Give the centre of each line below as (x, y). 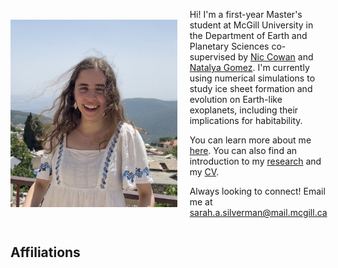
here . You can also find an (243, 150)
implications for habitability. (246, 120)
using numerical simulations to (252, 78)
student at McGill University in (251, 25)
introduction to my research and (255, 161)
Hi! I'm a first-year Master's (246, 14)
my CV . (204, 172)
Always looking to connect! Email (257, 191)
